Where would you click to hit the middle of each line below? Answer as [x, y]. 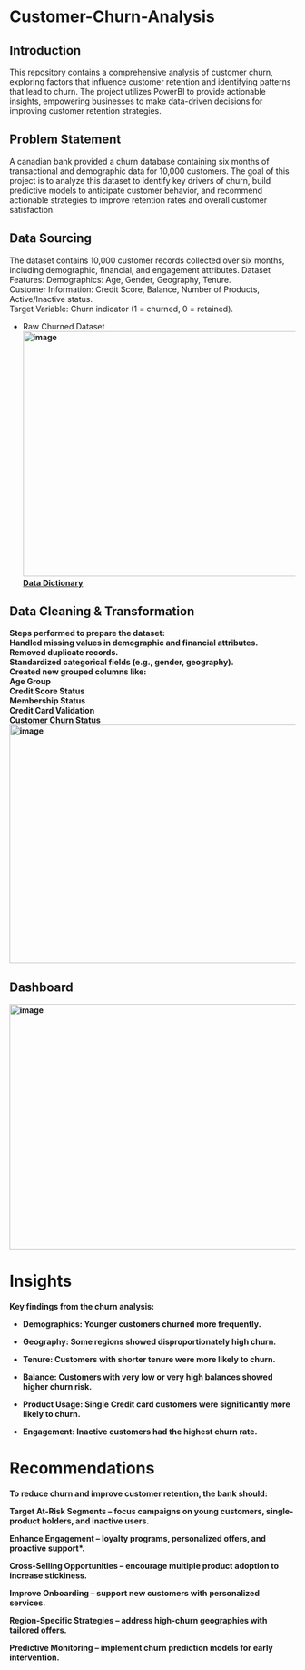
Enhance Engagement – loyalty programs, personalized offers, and [138, 1539]
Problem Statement [65, 140]
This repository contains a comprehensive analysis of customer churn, [142, 72]
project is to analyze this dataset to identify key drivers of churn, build [140, 180]
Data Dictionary [53, 582]
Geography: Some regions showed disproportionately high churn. [149, 1342]
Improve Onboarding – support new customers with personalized [135, 1594]
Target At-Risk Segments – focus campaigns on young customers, [137, 1512]
